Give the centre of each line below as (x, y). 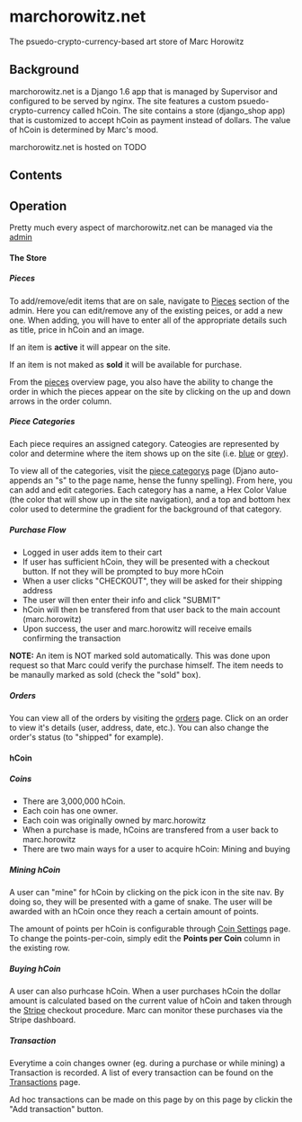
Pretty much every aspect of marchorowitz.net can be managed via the (141, 227)
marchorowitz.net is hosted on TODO (78, 147)
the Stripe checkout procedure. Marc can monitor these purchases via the (146, 1010)
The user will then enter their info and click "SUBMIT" (121, 601)
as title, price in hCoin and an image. (77, 329)
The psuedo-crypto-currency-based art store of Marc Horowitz (127, 41)
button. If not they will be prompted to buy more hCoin (123, 572)
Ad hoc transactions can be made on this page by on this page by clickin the (151, 1100)
